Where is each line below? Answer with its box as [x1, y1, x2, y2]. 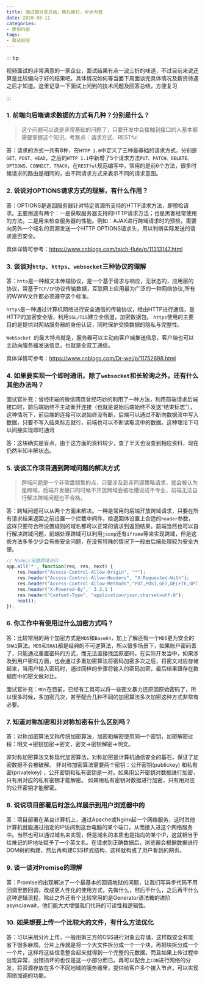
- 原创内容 [6, 26, 31, 32]
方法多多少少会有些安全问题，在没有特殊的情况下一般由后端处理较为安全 [11, 538, 193, 546]
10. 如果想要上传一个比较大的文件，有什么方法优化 [6, 918, 154, 927]
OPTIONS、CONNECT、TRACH [6, 163, 68, 169]
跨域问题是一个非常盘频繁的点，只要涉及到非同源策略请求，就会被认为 [21, 479, 198, 486]
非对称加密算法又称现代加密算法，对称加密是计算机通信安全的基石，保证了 [6, 753, 193, 761]
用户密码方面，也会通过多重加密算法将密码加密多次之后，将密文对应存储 [16, 657, 199, 664]
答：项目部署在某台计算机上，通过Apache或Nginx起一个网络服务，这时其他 [6, 816, 196, 823]
